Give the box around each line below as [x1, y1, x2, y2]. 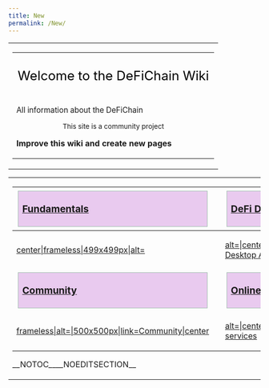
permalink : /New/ [8, 19, 66, 27]
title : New [8, 11, 45, 20]
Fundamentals [22, 202, 90, 215]
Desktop [224, 249, 257, 260]
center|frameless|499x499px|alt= [16, 244, 146, 255]
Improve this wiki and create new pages [16, 138, 172, 149]
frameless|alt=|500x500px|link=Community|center [16, 325, 210, 336]
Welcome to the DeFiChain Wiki [17, 67, 210, 84]
